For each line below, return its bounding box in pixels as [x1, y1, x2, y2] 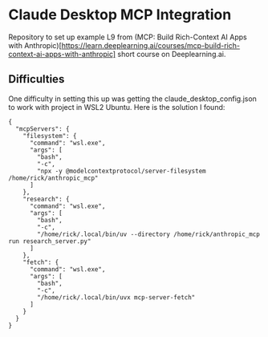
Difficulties [8, 72, 65, 86]
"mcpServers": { [15, 124, 70, 133]
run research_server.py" [8, 237, 91, 246]
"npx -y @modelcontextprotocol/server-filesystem [37, 167, 206, 175]
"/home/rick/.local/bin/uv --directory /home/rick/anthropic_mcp [37, 230, 261, 238]
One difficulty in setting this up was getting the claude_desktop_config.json [8, 94, 257, 104]
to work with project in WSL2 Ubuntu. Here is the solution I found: [8, 102, 225, 112]
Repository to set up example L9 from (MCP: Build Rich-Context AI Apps [8, 32, 247, 42]
